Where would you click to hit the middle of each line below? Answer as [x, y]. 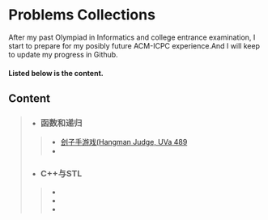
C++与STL [61, 174]
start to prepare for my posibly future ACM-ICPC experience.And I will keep [134, 45]
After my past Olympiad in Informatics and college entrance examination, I [132, 37]
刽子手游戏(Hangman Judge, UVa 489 [124, 142]
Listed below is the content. [56, 73]
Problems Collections [82, 15]
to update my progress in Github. [64, 54]
